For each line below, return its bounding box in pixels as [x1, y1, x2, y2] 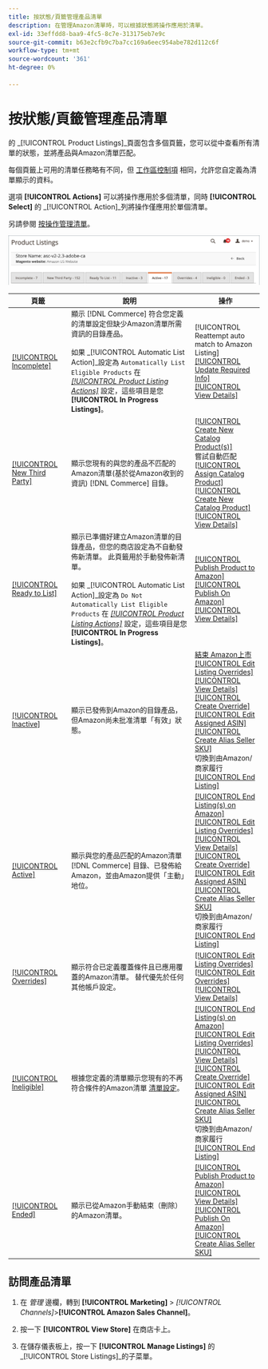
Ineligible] [11, 1082, 45, 1092]
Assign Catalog [194, 469, 245, 478]
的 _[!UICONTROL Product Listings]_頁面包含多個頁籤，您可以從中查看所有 [8, 138, 253, 147]
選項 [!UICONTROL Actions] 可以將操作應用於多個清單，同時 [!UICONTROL [8, 192, 257, 202]
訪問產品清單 [8, 1275, 72, 1288]
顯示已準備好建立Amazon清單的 [70, 532, 175, 541]
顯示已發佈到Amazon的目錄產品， [70, 704, 182, 715]
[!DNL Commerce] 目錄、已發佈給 [70, 860, 182, 871]
